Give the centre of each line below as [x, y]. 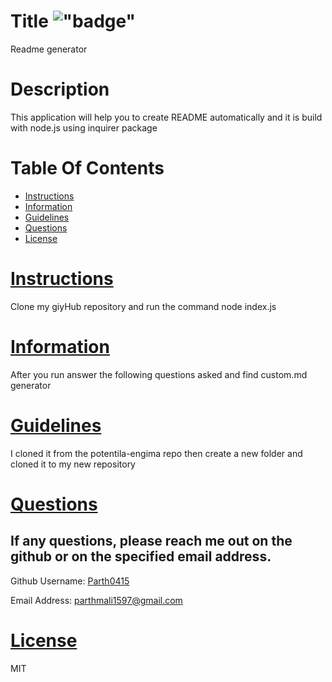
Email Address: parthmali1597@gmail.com [96, 600]
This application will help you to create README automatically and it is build [166, 117]
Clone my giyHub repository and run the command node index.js [143, 306]
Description [60, 89]
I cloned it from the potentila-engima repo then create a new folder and [156, 453]
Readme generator [49, 49]
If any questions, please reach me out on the [151, 541]
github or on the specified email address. [141, 556]
